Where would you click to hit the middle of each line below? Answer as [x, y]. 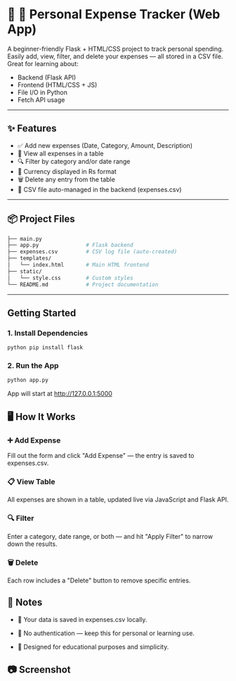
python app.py [28, 380]
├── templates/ [29, 259]
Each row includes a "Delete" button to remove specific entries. [99, 580]
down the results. [32, 544]
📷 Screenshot [39, 670]
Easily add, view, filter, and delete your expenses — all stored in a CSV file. [115, 56]
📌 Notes [25, 603]
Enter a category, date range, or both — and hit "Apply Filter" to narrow [110, 536]
